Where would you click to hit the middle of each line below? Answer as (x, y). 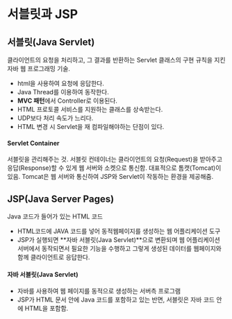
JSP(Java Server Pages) (61, 199)
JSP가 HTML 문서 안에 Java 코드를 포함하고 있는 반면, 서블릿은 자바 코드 (116, 300)
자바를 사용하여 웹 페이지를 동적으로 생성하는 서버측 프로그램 (99, 291)
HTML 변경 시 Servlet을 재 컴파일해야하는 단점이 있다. (91, 127)
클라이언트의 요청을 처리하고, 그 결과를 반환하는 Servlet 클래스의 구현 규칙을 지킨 (116, 60)
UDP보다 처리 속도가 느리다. (55, 118)
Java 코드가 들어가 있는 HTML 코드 (55, 216)
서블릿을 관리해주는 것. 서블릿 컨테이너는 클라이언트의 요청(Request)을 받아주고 (115, 159)
